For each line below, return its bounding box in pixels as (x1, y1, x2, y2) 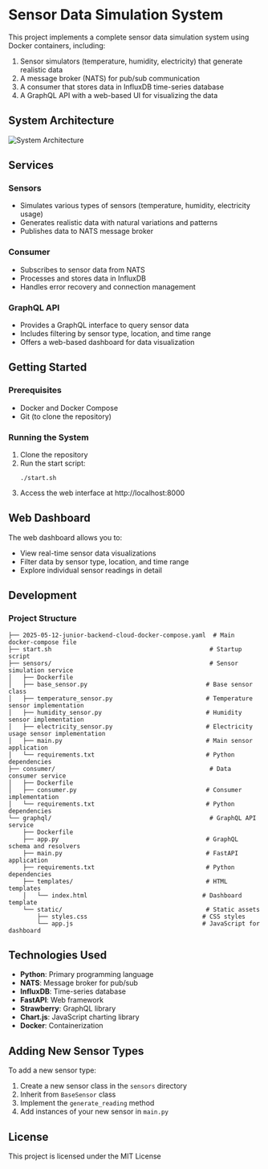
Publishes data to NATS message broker (19, 227, 154, 236)
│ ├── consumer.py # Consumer (8, 785, 242, 794)
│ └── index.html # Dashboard (22, 891, 242, 900)
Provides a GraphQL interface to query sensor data (19, 320, 189, 330)
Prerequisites (8, 384, 62, 396)
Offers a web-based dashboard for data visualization (19, 338, 195, 347)
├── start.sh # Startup (8, 645, 242, 653)
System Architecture (8, 114, 115, 128)
